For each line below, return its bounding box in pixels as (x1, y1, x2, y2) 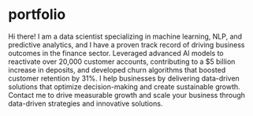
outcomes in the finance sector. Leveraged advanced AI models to (8, 48, 225, 58)
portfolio (8, 6, 66, 24)
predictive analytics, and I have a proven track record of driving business (8, 39, 245, 49)
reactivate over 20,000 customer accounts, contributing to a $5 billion (8, 57, 236, 66)
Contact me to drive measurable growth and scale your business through (8, 90, 246, 99)
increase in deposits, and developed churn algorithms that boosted (8, 65, 226, 74)
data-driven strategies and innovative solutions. (8, 99, 163, 108)
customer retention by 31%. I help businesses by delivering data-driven (8, 73, 240, 83)
